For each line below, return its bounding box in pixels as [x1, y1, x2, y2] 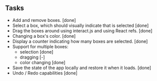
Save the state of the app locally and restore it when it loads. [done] [12, 65, 152, 71]
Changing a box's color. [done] [12, 33, 76, 39]
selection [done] [19, 49, 54, 55]
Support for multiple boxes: [12, 43, 69, 49]
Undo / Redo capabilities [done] [12, 70, 78, 76]
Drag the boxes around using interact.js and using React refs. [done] [12, 27, 153, 34]
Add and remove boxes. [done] [12, 17, 76, 23]
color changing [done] [19, 59, 66, 65]
